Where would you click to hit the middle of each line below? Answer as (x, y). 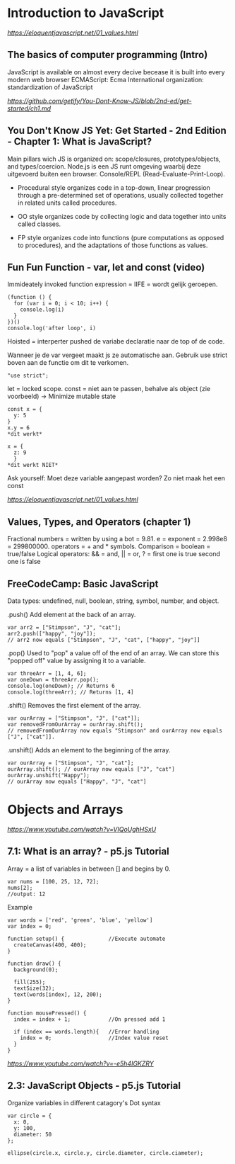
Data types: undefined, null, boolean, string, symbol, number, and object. (113, 601)
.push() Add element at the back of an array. (72, 615)
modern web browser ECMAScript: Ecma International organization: (106, 79)
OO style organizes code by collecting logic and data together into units (122, 216)
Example (20, 907)
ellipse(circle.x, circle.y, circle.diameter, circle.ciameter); (105, 1153)
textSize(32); (34, 988)
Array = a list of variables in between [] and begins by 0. (89, 869)
